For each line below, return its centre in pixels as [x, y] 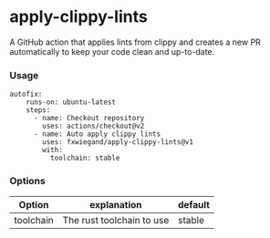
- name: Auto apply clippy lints [97, 134]
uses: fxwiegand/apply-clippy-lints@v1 [118, 142]
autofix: [26, 94]
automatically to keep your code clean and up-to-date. [112, 51]
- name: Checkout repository [89, 119]
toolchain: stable [85, 158]
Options [27, 181]
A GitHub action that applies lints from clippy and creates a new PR [135, 42]
